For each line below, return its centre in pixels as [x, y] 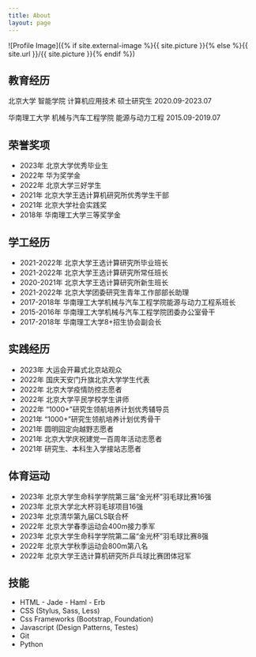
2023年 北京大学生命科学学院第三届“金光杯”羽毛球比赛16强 [115, 496]
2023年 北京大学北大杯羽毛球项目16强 [81, 506]
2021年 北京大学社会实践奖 [63, 205]
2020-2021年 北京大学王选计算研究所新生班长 [94, 282]
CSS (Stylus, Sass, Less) [60, 611]
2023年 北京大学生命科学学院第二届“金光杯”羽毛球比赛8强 [114, 536]
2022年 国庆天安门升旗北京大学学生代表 [85, 379]
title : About [30, 15]
